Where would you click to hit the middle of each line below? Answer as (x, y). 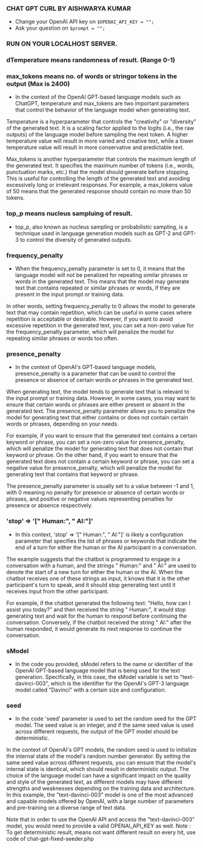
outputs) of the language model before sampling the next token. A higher (97, 135)
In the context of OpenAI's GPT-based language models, (85, 367)
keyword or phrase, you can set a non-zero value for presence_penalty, (96, 442)
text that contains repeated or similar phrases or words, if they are (98, 288)
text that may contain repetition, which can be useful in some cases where (99, 313)
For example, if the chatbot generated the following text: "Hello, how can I (98, 603)
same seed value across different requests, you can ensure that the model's (101, 763)
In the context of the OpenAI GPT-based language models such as (98, 97)
